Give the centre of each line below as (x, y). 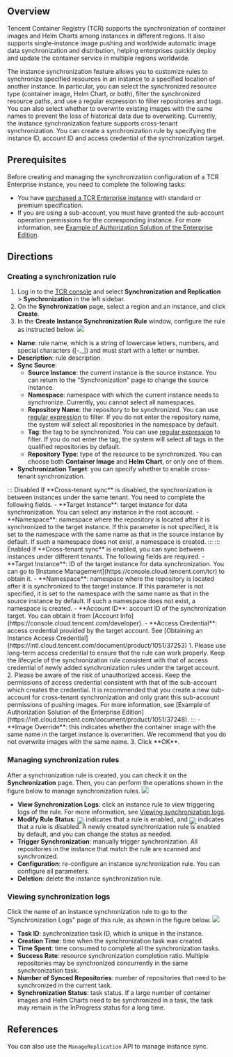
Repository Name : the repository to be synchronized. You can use (123, 410)
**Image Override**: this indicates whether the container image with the (112, 727)
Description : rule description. (60, 358)
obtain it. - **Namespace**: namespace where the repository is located (111, 579)
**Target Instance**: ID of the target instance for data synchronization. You (116, 564)
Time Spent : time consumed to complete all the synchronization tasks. (119, 948)
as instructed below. (46, 330)
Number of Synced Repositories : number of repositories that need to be (121, 978)
